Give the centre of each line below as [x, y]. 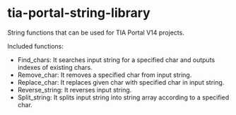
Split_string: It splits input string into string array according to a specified [123, 97]
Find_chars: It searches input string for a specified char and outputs [116, 60]
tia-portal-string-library [79, 13]
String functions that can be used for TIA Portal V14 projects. [96, 32]
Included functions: [35, 46]
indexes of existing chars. [55, 67]
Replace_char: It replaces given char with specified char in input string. [121, 82]
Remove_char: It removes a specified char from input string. [105, 75]
